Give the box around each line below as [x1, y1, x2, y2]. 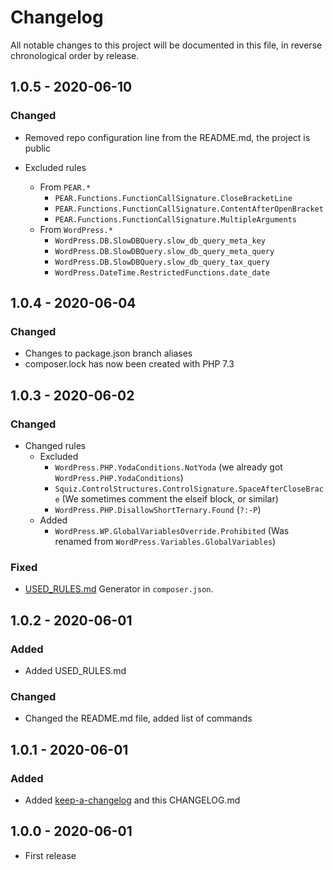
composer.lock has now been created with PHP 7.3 [24, 358, 235, 370]
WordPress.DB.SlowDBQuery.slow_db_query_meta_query [54, 246, 275, 256]
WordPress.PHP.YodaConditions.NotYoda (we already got [54, 461, 283, 473]
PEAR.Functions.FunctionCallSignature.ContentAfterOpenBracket [54, 204, 324, 214]
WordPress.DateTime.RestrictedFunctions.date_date [54, 267, 271, 278]
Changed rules [24, 440, 87, 451]
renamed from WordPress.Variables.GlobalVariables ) [54, 536, 277, 547]
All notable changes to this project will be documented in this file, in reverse [10, 39, 323, 51]
